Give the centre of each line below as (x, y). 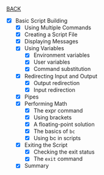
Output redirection (57, 83)
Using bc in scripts (57, 138)
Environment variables (61, 55)
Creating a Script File (51, 35)
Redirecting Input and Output (61, 76)
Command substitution (62, 69)
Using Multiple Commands (58, 28)
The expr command (58, 110)
